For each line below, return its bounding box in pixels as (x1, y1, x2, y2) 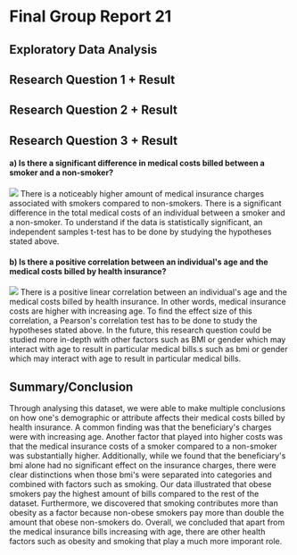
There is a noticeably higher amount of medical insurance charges (20, 188, 265, 198)
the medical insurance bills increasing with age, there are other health (9, 526, 266, 537)
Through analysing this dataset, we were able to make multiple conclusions (9, 402, 285, 413)
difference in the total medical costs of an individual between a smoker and (9, 207, 285, 218)
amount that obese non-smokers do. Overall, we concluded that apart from (9, 517, 285, 527)
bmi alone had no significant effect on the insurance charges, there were (9, 459, 276, 470)
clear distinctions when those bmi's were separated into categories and (9, 469, 272, 480)
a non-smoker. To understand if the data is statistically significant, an (9, 216, 263, 227)
